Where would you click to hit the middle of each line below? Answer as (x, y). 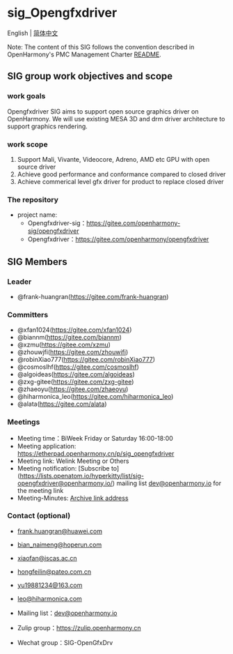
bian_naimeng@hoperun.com (59, 545)
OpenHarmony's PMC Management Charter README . (84, 54)
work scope (27, 144)
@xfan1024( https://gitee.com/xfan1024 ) (74, 330)
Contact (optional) (39, 516)
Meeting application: (47, 446)
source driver (37, 167)
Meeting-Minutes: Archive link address (73, 498)
